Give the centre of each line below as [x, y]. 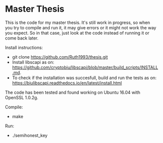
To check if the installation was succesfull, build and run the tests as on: [84, 78]
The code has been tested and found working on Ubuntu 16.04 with [73, 92]
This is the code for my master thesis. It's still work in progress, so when [78, 22]
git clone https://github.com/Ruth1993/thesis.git [60, 57]
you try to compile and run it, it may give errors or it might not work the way [81, 27]
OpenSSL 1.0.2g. [22, 97]
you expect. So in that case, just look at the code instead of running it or [77, 33]
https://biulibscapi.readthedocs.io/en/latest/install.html [67, 83]
